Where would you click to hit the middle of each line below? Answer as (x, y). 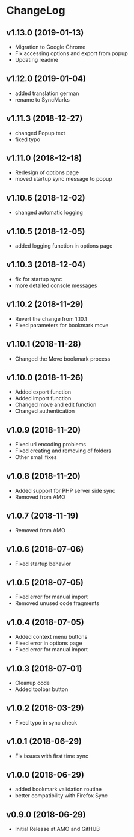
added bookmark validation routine (58, 789)
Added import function (43, 398)
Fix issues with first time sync (52, 756)
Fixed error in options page (48, 643)
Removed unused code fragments (57, 603)
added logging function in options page (64, 246)
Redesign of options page (47, 172)
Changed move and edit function (56, 405)
